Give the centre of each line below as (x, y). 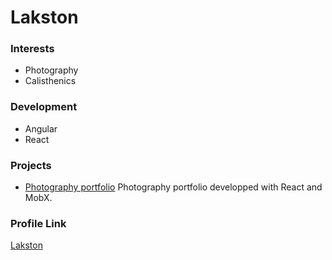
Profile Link (38, 223)
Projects (31, 165)
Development (44, 107)
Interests (32, 49)
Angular (41, 128)
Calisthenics (50, 81)
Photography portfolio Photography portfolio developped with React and (173, 187)
